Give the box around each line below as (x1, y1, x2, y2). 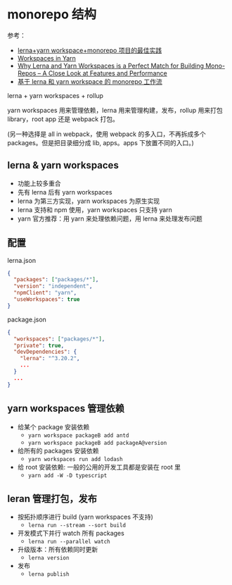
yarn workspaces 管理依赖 (7, 402, 124, 414)
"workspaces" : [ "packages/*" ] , (13, 335, 105, 343)
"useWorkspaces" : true (13, 296, 80, 303)
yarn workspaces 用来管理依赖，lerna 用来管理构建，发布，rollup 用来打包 (7, 106, 223, 114)
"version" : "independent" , (13, 283, 93, 290)
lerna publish (27, 571, 70, 578)
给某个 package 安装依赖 (17, 422, 90, 431)
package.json (7, 315, 47, 324)
